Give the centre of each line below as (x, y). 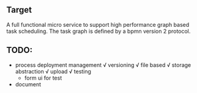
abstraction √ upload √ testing (53, 71)
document (28, 84)
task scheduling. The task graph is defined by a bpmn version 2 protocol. (98, 31)
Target (19, 10)
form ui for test (43, 78)
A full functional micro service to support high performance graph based (98, 24)
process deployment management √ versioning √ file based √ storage (103, 65)
